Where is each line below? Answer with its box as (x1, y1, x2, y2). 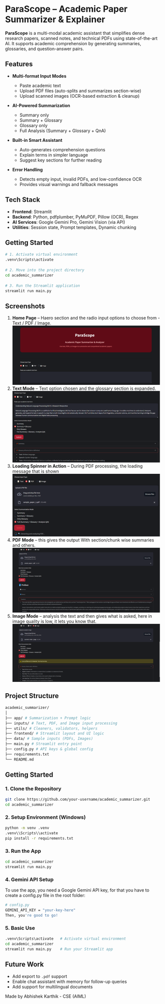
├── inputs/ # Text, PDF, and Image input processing (5, 721, 118, 726)
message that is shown (12, 468, 59, 474)
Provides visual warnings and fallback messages (19, 181, 118, 187)
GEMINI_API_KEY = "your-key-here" (5, 908, 76, 913)
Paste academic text (19, 82, 61, 88)
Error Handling (12, 166, 43, 172)
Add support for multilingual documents (12, 983, 93, 990)
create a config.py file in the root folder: (5, 893, 86, 898)
